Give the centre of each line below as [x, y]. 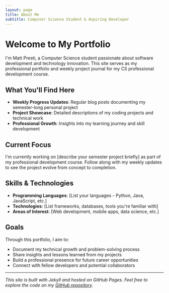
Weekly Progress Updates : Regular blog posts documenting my [79, 102]
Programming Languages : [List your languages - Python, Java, [78, 195]
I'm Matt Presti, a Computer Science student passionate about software [79, 58]
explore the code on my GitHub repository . [49, 285]
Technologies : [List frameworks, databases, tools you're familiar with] [85, 206]
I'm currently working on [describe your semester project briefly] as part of [83, 157]
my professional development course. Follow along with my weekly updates [84, 162]
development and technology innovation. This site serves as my [71, 63]
